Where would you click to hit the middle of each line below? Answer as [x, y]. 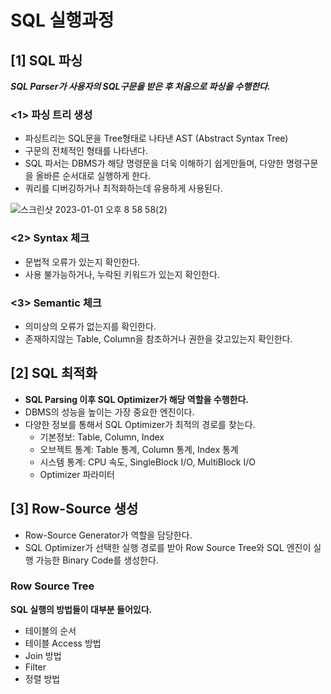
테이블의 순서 [50, 630]
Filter [35, 667]
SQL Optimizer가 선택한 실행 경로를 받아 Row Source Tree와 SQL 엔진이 [168, 547]
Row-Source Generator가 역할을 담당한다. [108, 535]
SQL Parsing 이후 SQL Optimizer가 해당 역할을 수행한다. [136, 399]
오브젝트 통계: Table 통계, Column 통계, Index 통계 [139, 449]
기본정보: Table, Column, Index [102, 437]
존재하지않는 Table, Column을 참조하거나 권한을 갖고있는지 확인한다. [158, 338]
